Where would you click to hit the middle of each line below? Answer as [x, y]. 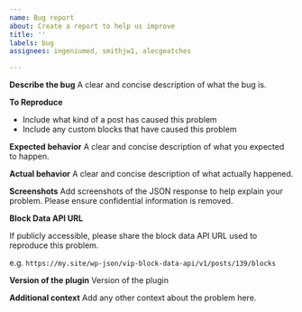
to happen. [29, 156]
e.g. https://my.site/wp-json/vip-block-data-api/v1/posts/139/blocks [143, 263]
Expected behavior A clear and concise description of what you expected [147, 147]
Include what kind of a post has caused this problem [120, 120]
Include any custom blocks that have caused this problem [129, 129]
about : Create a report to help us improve [92, 26]
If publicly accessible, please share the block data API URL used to [133, 236]
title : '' [28, 34]
